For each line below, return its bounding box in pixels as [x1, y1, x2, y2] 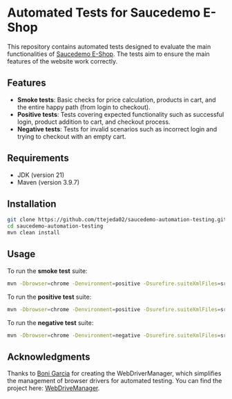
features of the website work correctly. [7, 57, 118, 65]
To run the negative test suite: [7, 318, 94, 326]
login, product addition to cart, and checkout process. [17, 118, 171, 126]
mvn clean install [7, 230, 60, 236]
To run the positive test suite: [7, 293, 92, 301]
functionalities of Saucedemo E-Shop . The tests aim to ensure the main [7, 50, 211, 58]
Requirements [7, 152, 69, 164]
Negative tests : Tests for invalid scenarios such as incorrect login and [17, 124, 217, 133]
